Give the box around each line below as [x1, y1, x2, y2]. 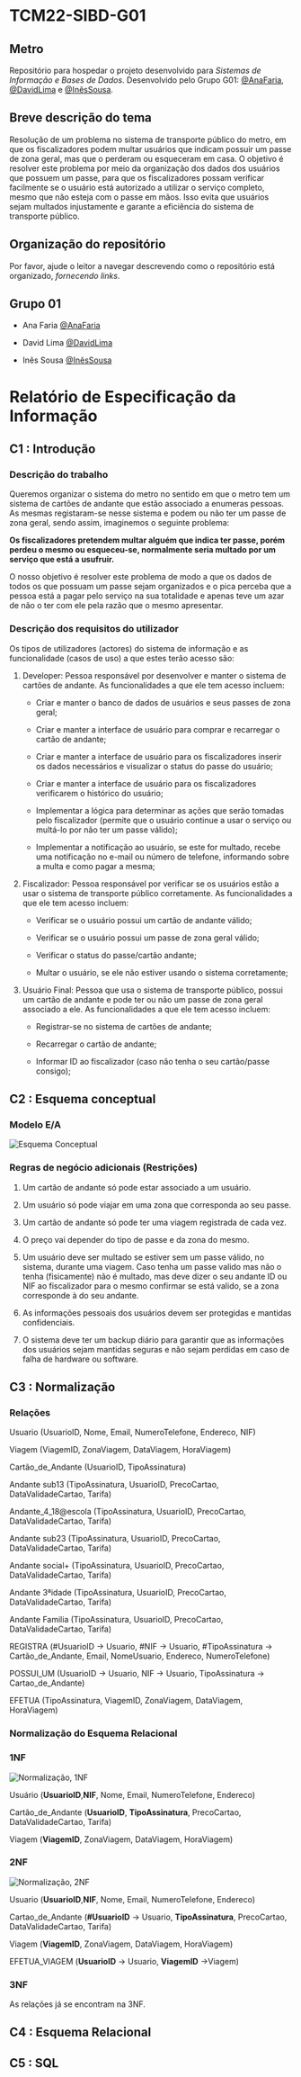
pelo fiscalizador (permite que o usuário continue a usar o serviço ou [35, 814, 292, 825]
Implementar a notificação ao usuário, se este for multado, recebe [35, 841, 281, 852]
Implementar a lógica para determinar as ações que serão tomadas [35, 805, 285, 815]
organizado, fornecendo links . [9, 270, 120, 281]
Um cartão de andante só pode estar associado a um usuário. [22, 1182, 252, 1192]
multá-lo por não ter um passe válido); [35, 824, 178, 835]
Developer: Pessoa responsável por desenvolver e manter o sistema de [22, 670, 287, 680]
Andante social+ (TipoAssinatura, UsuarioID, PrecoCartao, [9, 1560, 225, 1571]
